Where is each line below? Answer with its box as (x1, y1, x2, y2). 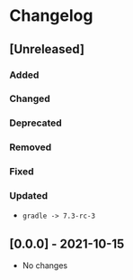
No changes (22, 260, 68, 271)
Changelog (9, 5, 93, 26)
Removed (9, 141, 52, 154)
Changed (9, 92, 51, 105)
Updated (9, 190, 48, 202)
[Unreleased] (9, 42, 85, 57)
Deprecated (9, 117, 63, 129)
